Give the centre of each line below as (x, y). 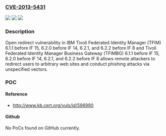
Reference (16, 94)
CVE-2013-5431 (25, 7)
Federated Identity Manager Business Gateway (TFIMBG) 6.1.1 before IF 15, (82, 53)
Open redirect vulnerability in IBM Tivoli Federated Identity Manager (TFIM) (83, 42)
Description (20, 32)
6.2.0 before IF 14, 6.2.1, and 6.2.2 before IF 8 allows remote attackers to (80, 58)
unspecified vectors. (26, 69)
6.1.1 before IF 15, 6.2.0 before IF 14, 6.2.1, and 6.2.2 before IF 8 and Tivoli (81, 48)
